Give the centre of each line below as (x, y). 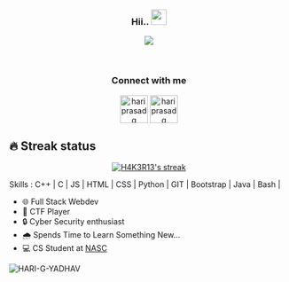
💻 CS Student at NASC (65, 248)
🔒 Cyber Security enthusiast (73, 222)
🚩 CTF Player (46, 212)
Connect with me (149, 81)
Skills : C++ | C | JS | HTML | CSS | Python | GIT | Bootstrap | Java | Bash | (145, 184)
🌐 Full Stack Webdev (60, 202)
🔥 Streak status (53, 146)
